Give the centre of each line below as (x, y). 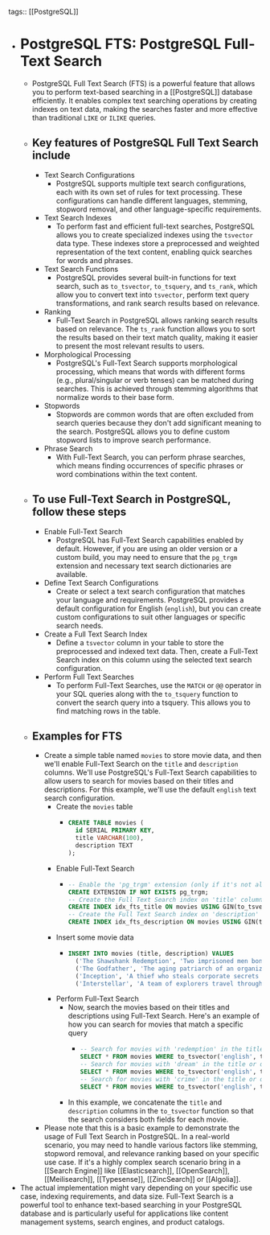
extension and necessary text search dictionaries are (143, 566)
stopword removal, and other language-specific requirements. (159, 209)
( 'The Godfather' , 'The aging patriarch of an (155, 969)
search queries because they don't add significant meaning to (159, 422)
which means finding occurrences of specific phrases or (149, 465)
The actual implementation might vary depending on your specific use (136, 1188)
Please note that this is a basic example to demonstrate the (141, 1128)
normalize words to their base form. (115, 397)
